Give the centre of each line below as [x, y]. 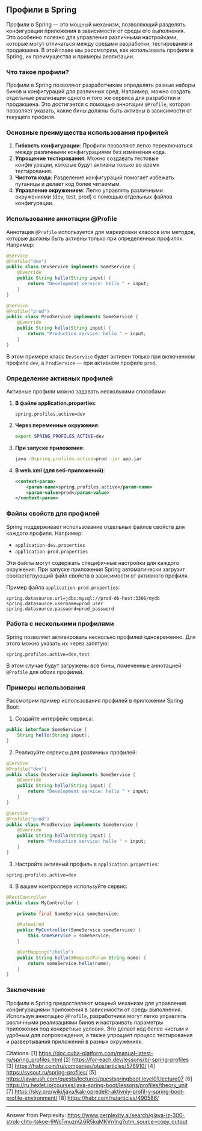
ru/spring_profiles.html [34, 1059]
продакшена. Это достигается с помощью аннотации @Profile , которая [98, 104]
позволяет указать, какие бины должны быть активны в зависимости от [99, 111]
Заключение [26, 990]
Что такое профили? [38, 72]
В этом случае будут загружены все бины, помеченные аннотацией [94, 665]
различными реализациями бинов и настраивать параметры [85, 1022]
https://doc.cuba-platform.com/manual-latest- [96, 1053]
